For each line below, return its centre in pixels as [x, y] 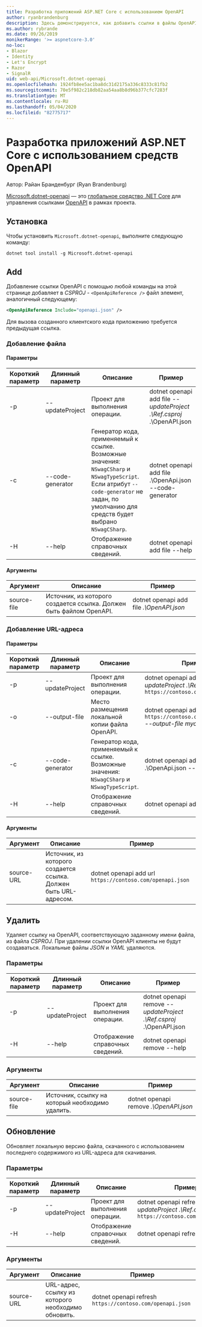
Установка [27, 221]
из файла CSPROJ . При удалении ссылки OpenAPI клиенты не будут [94, 941]
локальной [107, 717]
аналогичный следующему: [42, 299]
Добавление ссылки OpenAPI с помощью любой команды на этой [92, 286]
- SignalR [19, 73]
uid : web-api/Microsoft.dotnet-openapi [56, 79]
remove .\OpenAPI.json [160, 1106]
